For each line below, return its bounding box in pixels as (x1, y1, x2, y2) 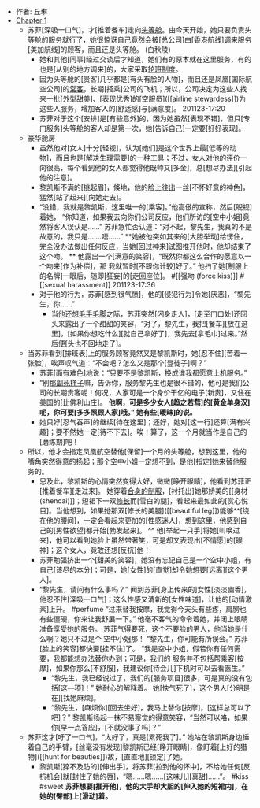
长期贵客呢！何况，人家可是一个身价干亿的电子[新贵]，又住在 (53, 388, 252, 397)
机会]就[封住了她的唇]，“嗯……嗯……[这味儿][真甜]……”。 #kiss (46, 772, 249, 781)
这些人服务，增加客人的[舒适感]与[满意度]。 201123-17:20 (39, 104, 226, 113)
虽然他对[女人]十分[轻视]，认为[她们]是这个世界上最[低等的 (39, 143, 230, 152)
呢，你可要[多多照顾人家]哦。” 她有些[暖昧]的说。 (39, 408, 197, 417)
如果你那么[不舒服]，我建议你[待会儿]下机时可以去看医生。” (55, 664, 246, 673)
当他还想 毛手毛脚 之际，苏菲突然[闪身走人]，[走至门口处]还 (50, 309, 241, 318)
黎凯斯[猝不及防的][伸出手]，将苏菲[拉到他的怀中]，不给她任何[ (39, 762, 244, 771)
